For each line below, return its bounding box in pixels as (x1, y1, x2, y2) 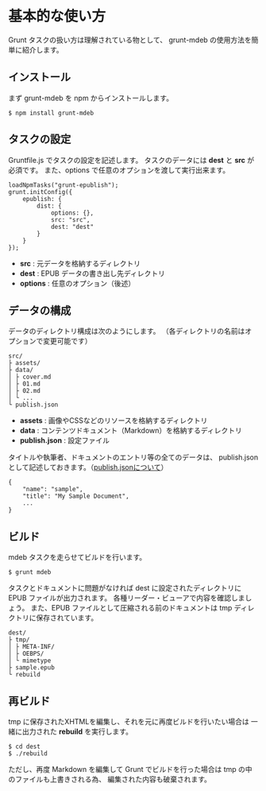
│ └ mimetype (8, 657, 52, 665)
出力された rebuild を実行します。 (21, 727, 133, 736)
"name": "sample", (22, 486, 83, 494)
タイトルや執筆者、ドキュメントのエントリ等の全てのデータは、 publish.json (8, 452, 259, 462)
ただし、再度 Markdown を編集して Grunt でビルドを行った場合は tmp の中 (8, 765, 253, 774)
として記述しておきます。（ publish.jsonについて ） (8, 463, 168, 472)
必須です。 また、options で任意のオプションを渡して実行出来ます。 (8, 165, 230, 175)
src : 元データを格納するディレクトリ (19, 258, 141, 268)
